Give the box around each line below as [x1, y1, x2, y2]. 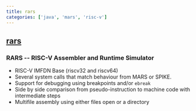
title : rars [6, 8, 36, 15]
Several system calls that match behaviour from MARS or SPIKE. [14, 73, 172, 80]
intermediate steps [14, 92, 61, 99]
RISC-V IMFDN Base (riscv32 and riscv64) [14, 67, 118, 74]
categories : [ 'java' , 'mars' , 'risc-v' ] [6, 14, 108, 20]
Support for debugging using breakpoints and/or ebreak [14, 80, 151, 87]
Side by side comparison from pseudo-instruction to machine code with [14, 86, 191, 93]
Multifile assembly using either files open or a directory [14, 99, 150, 106]
